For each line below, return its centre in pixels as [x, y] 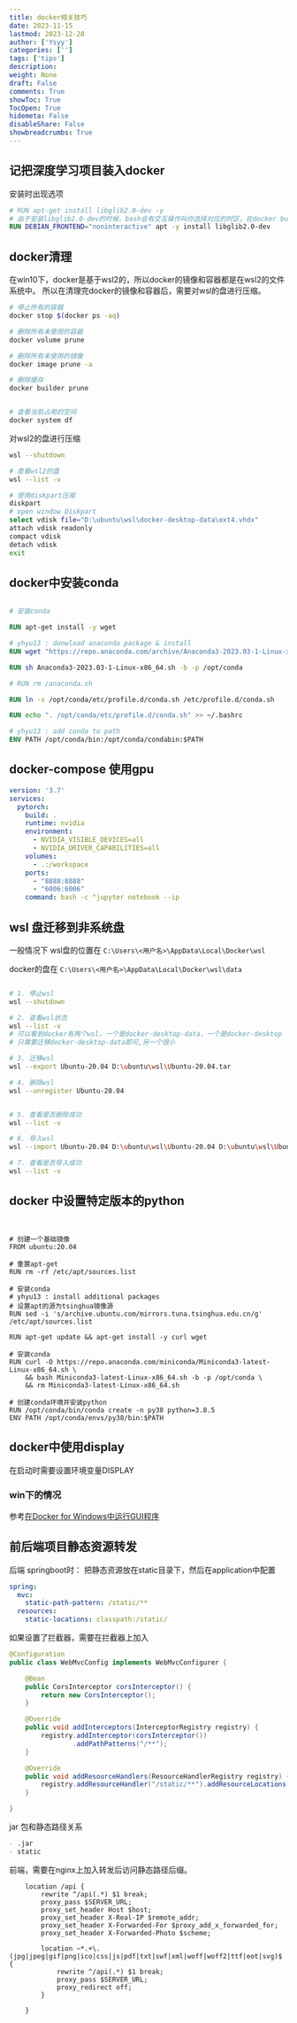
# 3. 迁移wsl [32, 1059]
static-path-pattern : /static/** [87, 1603]
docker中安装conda [64, 582]
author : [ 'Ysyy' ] [41, 42]
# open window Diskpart [53, 512]
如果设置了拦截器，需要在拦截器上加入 [79, 1638]
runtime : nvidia [55, 823]
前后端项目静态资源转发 [73, 1547]
